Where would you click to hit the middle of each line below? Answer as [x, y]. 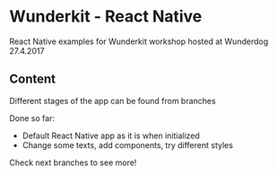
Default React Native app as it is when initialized [111, 136]
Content [33, 79]
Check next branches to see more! [73, 162]
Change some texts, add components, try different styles [127, 144]
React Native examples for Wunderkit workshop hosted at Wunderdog [139, 41]
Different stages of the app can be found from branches [113, 101]
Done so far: [32, 118]
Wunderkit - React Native [106, 17]
